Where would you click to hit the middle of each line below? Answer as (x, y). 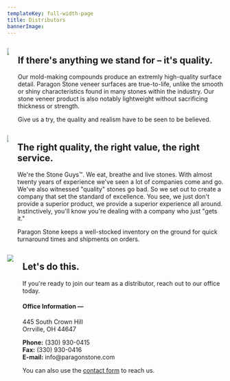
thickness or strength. (49, 106)
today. (31, 291)
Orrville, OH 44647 (49, 329)
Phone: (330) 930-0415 (56, 342)
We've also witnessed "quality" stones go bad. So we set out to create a (119, 189)
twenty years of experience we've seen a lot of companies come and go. (120, 182)
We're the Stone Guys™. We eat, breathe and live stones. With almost (115, 174)
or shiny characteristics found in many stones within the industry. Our (116, 92)
